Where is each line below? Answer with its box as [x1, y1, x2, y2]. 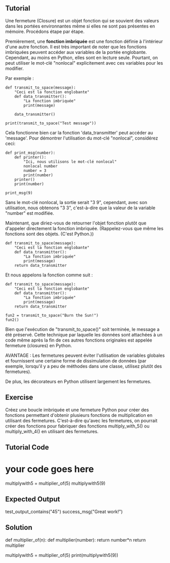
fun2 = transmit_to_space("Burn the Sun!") [5, 313, 99, 318]
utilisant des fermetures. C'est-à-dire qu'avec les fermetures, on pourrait [5, 417, 158, 424]
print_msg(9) [5, 190, 33, 195]
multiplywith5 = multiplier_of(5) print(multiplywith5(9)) [5, 552, 118, 558]
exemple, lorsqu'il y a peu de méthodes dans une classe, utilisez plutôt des [5, 363, 162, 369]
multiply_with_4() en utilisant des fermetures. [5, 428, 99, 434]
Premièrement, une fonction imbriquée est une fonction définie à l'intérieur [5, 38, 163, 44]
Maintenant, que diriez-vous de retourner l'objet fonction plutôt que [5, 220, 147, 226]
